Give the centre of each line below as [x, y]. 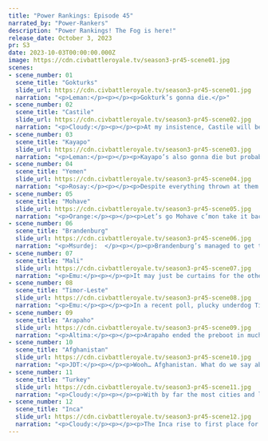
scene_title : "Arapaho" [55, 320]
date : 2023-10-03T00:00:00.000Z [62, 53]
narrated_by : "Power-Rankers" [59, 23]
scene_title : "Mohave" [53, 201]
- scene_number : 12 [41, 402]
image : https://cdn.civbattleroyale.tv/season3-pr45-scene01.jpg [119, 61]
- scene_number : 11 [41, 372]
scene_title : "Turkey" [53, 379]
